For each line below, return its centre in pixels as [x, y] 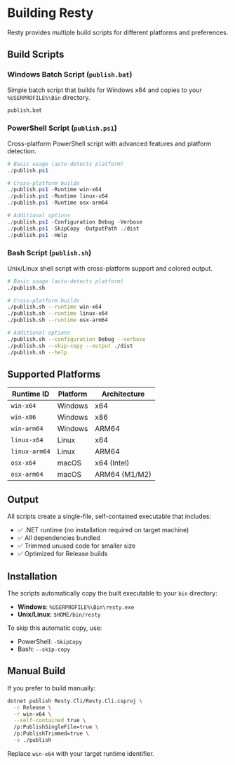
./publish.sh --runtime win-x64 [54, 307]
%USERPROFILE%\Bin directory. [49, 97]
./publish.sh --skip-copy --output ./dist [70, 346]
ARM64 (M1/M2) [123, 475]
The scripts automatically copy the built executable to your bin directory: [112, 593]
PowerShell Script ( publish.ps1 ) [62, 128]
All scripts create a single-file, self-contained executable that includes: [109, 516]
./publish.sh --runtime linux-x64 [58, 314]
